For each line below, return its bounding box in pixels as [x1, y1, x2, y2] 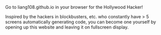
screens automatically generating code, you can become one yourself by [5, 19, 156, 25]
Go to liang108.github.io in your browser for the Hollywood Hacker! [5, 4, 143, 10]
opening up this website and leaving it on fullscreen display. [5, 24, 129, 30]
